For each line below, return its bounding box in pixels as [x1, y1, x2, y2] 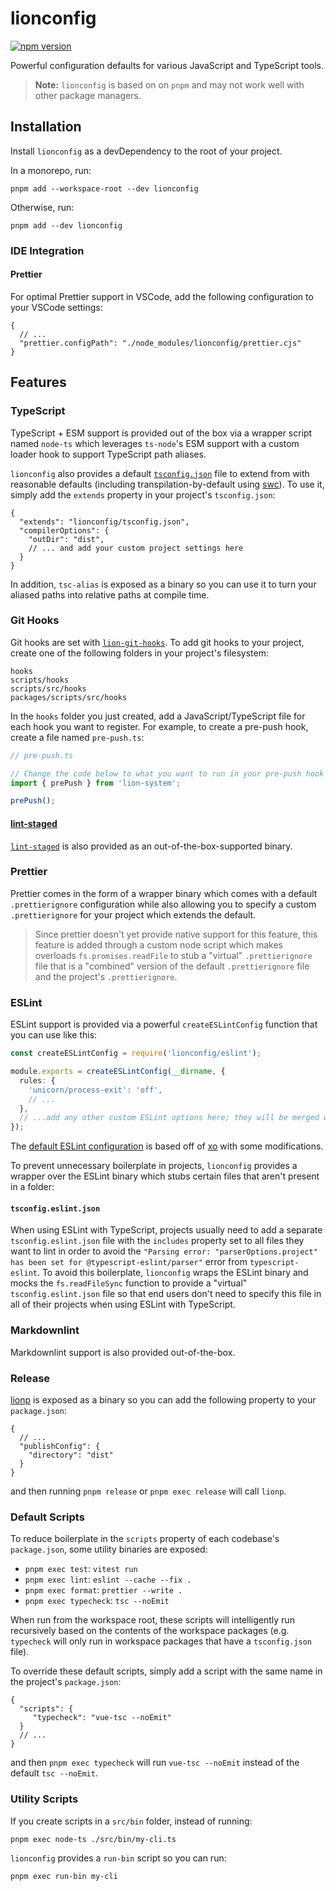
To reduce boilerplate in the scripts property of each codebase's [10, 1533, 280, 1545]
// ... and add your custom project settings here [28, 543, 244, 553]
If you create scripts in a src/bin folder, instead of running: [10, 1815, 253, 1827]
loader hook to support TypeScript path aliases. [10, 448, 207, 460]
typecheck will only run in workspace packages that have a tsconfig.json [10, 1635, 312, 1647]
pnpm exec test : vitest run [24, 1563, 138, 1575]
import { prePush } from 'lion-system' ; [10, 778, 182, 788]
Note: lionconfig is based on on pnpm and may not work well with [34, 78, 305, 91]
